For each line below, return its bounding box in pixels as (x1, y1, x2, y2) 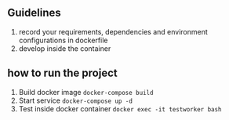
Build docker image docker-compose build (18, 87, 154, 96)
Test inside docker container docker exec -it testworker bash (18, 104, 222, 113)
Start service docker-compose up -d (18, 96, 133, 105)
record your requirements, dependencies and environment (18, 27, 209, 36)
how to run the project (7, 67, 118, 80)
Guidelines (7, 6, 61, 20)
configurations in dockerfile (18, 35, 108, 45)
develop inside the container (18, 43, 111, 53)
